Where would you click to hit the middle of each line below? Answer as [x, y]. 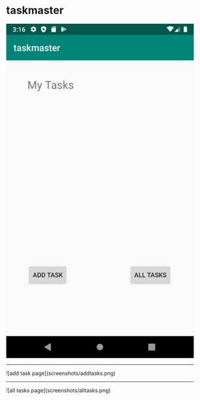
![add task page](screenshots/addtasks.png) [61, 373]
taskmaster [35, 10]
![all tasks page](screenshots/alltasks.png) [59, 390]
